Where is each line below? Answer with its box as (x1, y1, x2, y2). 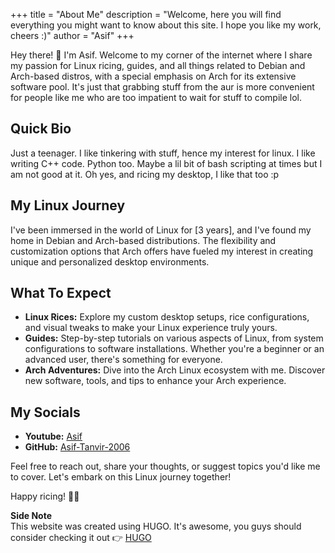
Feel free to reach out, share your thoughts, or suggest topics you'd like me (10, 460, 321, 473)
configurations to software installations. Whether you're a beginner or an (24, 343, 325, 355)
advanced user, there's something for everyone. (24, 354, 223, 366)
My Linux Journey (10, 197, 126, 214)
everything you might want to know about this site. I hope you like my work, (10, 19, 322, 31)
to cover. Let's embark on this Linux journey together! (10, 471, 232, 483)
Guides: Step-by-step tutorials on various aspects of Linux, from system (24, 332, 324, 344)
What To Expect (10, 285, 112, 302)
